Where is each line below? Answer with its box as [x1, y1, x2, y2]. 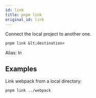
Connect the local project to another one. [5, 31, 91, 37]
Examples [5, 64, 37, 73]
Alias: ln [5, 50, 22, 56]
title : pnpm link [5, 12, 42, 17]
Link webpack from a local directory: [5, 78, 82, 84]
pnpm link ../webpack [5, 88, 51, 93]
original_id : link [5, 17, 44, 22]
